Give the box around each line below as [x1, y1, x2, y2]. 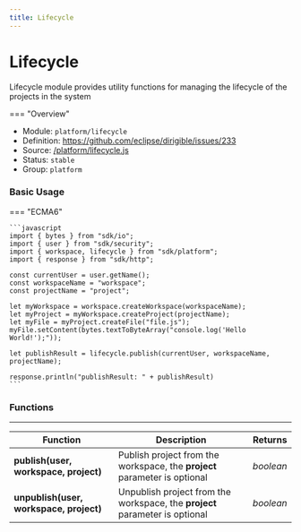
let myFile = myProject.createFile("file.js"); [9, 317, 191, 327]
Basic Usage [9, 185, 65, 198]
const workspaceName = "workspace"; [9, 279, 146, 287]
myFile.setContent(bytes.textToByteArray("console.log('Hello [9, 325, 246, 334]
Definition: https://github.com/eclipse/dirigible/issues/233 [21, 135, 236, 146]
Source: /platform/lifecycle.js [21, 144, 130, 155]
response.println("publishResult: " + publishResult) [9, 373, 215, 382]
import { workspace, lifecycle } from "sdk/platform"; [9, 247, 219, 256]
